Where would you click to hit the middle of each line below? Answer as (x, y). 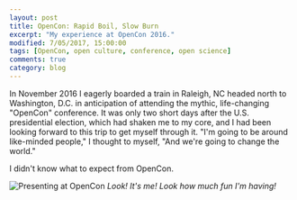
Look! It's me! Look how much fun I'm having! (192, 186)
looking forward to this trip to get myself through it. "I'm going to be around (148, 132)
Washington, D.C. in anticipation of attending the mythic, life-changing (139, 103)
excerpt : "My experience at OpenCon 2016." (92, 34)
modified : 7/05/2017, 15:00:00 (68, 43)
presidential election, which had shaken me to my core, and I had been (140, 122)
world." (22, 150)
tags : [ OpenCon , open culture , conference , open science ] (120, 51)
